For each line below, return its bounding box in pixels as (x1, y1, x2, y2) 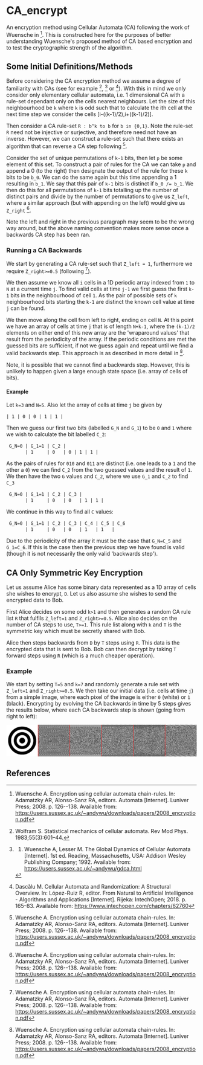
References (6, 768, 51, 779)
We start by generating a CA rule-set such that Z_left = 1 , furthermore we (6, 260, 193, 267)
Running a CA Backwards (6, 246, 82, 254)
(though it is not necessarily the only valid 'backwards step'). (6, 550, 158, 558)
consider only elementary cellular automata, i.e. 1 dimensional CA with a (6, 91, 185, 98)
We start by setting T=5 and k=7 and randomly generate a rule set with (6, 681, 179, 688)
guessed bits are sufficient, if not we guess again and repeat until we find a (6, 342, 193, 349)
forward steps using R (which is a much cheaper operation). (6, 652, 155, 659)
